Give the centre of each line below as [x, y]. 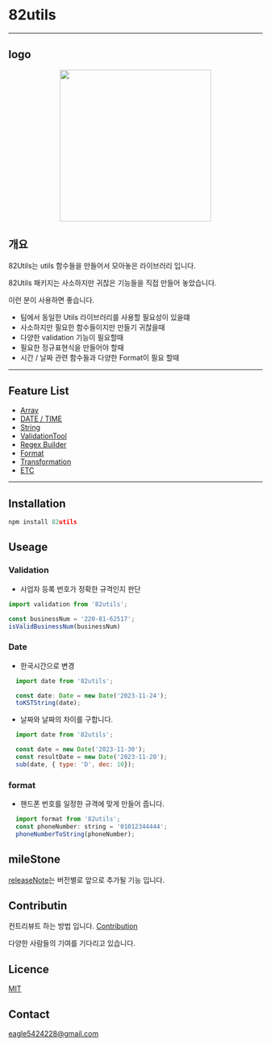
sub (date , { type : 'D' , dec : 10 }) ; [75, 764]
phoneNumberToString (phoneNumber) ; [75, 834]
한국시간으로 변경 [47, 665]
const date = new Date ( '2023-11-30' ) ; [81, 749]
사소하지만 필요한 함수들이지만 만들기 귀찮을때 [92, 327]
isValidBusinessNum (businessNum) [65, 626]
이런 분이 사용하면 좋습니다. [52, 300]
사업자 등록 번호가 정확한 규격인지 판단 [80, 588]
